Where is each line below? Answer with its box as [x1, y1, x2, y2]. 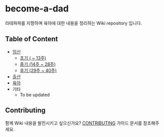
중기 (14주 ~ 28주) [19, 61, 56, 67]
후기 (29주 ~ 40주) [19, 67, 57, 73]
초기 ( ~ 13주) [19, 55, 46, 61]
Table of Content [5, 35, 58, 43]
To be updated [19, 92, 50, 98]
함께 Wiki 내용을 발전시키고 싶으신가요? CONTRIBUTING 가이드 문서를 [5, 120, 143, 126]
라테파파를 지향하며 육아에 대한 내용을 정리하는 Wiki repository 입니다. [5, 20, 143, 26]
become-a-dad [5, 3, 69, 14]
